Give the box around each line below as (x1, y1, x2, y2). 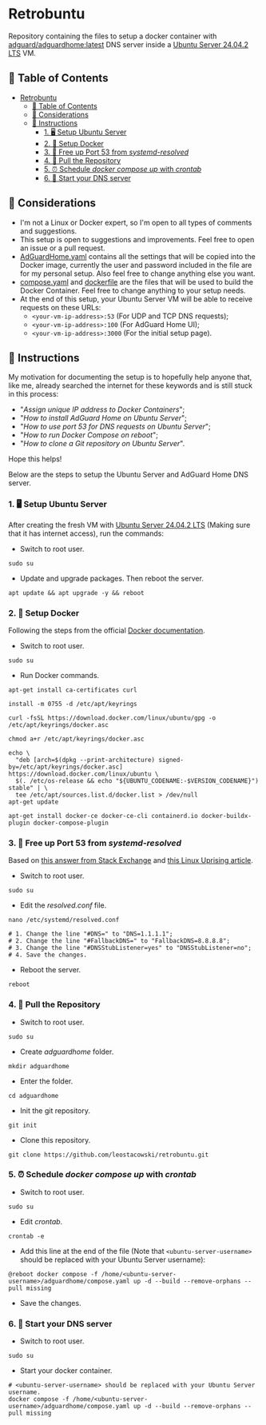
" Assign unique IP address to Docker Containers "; (19, 405, 185, 414)
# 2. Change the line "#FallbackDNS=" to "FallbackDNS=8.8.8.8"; (8, 937, 230, 945)
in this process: (8, 389, 59, 399)
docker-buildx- (200, 812, 252, 820)
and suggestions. (19, 226, 77, 236)
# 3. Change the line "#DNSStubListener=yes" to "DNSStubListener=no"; (8, 944, 252, 952)
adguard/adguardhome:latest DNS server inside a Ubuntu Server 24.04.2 (8, 39, 249, 49)
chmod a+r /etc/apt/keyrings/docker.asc (8, 735, 145, 743)
